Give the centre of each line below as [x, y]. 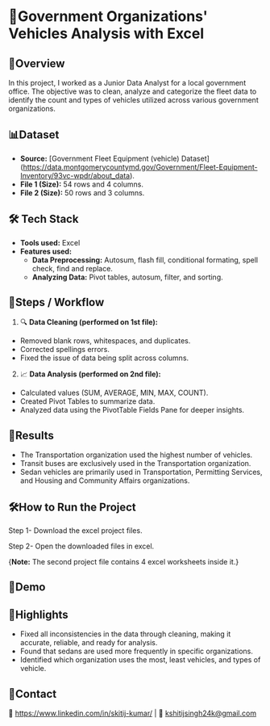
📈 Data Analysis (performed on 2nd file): [90, 374]
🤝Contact [33, 694]
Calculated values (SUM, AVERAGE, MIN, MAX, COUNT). [114, 393]
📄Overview [37, 63]
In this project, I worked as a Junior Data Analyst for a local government [127, 83]
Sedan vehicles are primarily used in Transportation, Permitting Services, [141, 472]
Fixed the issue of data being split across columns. [104, 358]
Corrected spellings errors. [65, 350]
